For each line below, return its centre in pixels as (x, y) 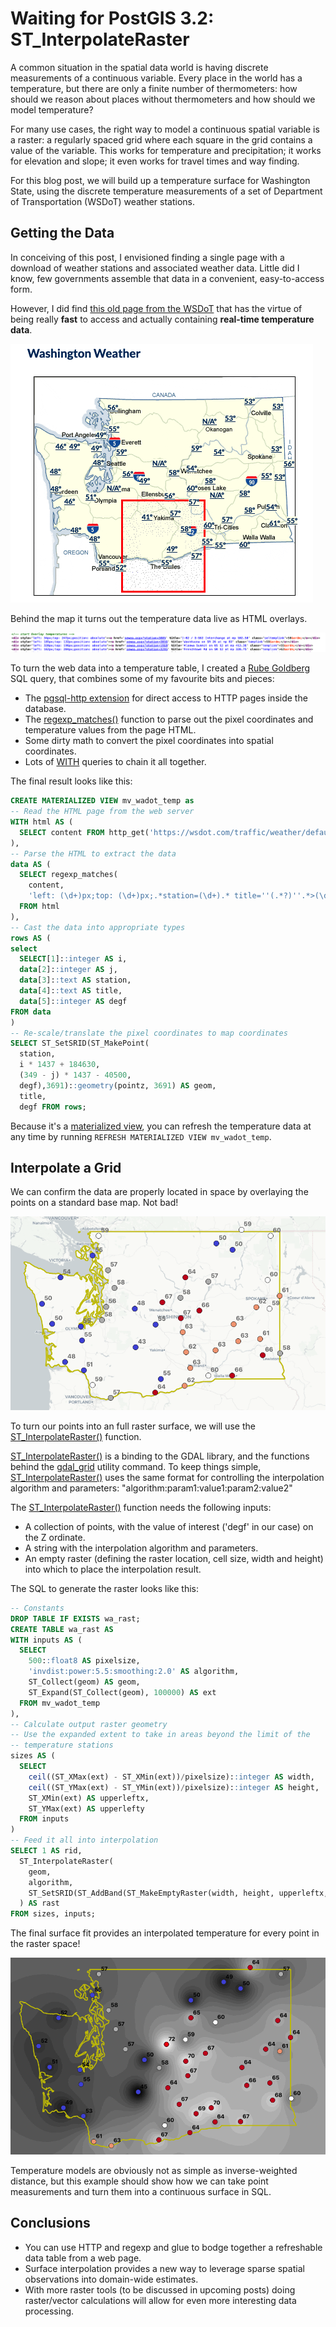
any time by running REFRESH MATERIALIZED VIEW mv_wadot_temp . (141, 1136)
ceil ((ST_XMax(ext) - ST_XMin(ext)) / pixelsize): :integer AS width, (171, 1777)
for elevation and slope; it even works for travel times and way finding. (155, 161)
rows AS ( (31, 938)
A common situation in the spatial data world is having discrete (139, 67)
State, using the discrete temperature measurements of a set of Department (166, 191)
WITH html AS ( (42, 822)
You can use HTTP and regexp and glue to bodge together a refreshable (173, 2247)
